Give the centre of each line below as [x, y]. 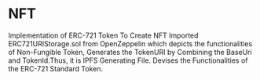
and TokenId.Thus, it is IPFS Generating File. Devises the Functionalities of [128, 60]
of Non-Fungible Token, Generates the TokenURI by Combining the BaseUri [130, 52]
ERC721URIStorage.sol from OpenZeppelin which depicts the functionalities [130, 43]
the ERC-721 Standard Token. [56, 68]
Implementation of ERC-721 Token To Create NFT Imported [103, 35]
